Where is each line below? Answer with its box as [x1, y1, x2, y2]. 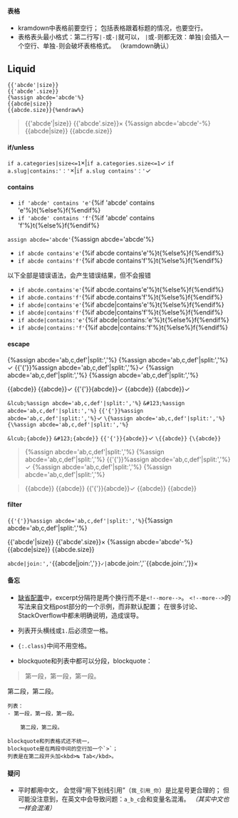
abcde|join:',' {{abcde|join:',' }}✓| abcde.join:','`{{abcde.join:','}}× [7, 558, 198, 567]
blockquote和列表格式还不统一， [7, 738, 93, 745]
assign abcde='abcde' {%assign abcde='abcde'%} [7, 235, 155, 244]
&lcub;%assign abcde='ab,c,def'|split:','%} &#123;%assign [7, 399, 185, 407]
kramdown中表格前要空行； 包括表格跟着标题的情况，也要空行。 [17, 24, 207, 32]
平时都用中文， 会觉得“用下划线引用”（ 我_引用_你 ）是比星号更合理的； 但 [17, 786, 229, 794]
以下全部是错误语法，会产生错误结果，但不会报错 [7, 271, 151, 280]
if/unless [7, 143, 34, 151]
